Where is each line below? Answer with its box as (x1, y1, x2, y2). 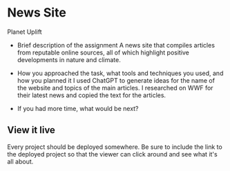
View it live (7, 124, 55, 136)
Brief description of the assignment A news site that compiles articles (17, 41, 215, 49)
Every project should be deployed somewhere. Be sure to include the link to (7, 143, 222, 151)
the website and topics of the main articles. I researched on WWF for (17, 83, 213, 92)
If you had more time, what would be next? (17, 104, 140, 112)
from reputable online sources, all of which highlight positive (17, 48, 190, 57)
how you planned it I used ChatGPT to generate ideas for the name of (17, 76, 215, 84)
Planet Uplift (7, 28, 43, 36)
